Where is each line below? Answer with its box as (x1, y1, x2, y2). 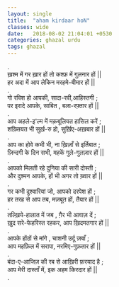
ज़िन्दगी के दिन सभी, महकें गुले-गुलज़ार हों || (7, 148, 104, 156)
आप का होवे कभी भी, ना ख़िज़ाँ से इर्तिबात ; (7, 141, 101, 148)
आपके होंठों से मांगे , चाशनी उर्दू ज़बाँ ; (7, 234, 90, 242)
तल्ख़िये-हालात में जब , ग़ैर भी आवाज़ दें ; (7, 211, 97, 219)
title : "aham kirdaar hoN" (7, 17, 91, 24)
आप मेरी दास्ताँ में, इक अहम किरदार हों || (7, 266, 98, 274)
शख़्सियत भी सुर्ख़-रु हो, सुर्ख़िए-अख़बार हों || (7, 125, 106, 133)
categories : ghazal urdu (7, 37, 81, 44)
